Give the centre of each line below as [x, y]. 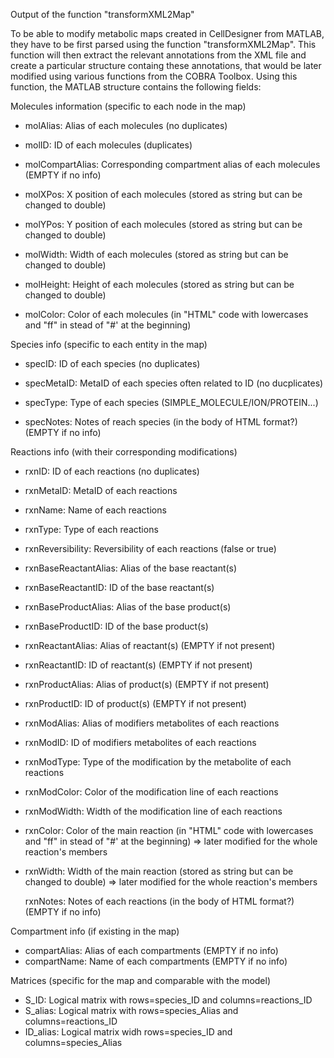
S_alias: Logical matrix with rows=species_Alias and [131, 1010]
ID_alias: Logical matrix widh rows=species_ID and [128, 1032]
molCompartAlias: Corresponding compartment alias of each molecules [172, 164]
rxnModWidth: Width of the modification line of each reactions [153, 811]
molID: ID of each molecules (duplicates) [108, 145]
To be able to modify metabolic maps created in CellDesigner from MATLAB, [167, 33]
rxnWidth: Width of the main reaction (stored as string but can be [159, 871]
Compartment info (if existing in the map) [95, 931]
